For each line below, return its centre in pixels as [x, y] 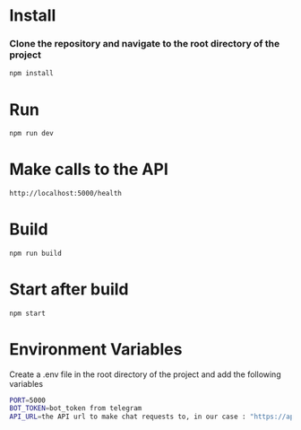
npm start [28, 313]
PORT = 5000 [28, 400]
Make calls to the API [89, 169]
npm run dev [31, 134]
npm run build [36, 253]
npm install [31, 74]
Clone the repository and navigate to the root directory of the [145, 44]
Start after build [69, 289]
